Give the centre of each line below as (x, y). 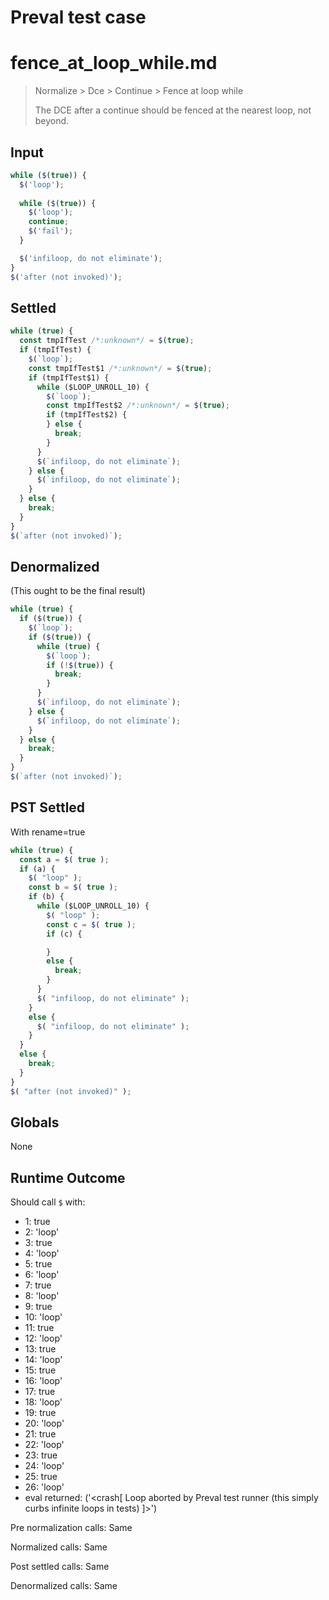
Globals (35, 1122)
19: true (40, 1413)
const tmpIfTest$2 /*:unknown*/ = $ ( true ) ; (138, 406)
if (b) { (46, 897)
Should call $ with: (48, 1202)
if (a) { (37, 869)
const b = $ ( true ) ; (73, 887)
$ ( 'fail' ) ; (51, 231)
